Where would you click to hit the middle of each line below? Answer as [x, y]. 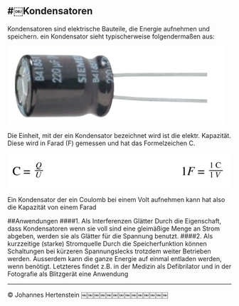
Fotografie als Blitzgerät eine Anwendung [68, 274]
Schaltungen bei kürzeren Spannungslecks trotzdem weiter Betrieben [109, 251]
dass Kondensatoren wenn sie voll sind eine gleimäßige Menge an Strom [114, 228]
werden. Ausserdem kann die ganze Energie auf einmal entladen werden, [115, 258]
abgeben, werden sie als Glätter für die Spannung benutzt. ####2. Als [110, 236]
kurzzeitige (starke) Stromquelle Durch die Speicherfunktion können [107, 243]
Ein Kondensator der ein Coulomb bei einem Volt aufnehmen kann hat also [116, 199]
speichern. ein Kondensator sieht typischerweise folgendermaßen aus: [111, 36]
